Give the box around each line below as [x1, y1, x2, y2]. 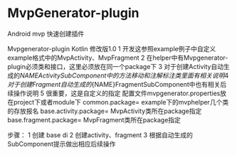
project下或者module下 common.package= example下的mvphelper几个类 [13, 97, 229, 106]
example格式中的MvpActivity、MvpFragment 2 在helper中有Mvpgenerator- [7, 53, 228, 62]
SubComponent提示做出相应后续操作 [7, 139, 116, 148]
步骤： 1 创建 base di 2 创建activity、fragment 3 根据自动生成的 [7, 130, 194, 139]
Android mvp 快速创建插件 [7, 29, 85, 38]
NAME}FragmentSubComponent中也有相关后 [94, 80, 227, 88]
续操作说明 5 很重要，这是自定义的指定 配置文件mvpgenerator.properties [7, 89, 221, 97]
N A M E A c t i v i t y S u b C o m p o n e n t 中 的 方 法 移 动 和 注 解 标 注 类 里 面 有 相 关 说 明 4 [20, 71, 229, 80]
